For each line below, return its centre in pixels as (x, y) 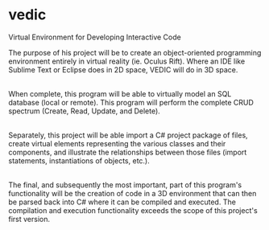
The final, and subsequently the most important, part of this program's (125, 185)
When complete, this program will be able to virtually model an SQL (120, 93)
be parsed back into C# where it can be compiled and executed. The (122, 202)
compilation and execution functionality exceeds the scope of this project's (133, 210)
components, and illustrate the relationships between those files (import (128, 152)
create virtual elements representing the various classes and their (117, 143)
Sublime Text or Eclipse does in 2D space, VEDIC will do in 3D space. (123, 69)
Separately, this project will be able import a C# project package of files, (128, 135)
